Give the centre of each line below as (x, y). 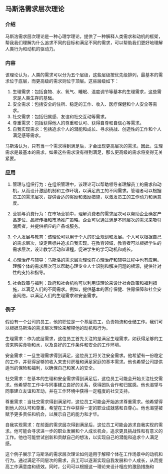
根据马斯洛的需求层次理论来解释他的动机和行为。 (60, 328)
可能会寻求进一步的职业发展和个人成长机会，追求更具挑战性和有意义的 (90, 431)
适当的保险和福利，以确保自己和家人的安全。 (51, 368)
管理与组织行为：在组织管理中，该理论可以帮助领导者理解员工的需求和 (85, 184)
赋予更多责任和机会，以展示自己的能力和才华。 (53, 414)
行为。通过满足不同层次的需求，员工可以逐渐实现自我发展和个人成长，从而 (82, 460)
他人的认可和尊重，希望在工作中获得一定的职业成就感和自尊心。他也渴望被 (86, 408)
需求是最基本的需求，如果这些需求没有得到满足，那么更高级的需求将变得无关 (84, 152)
